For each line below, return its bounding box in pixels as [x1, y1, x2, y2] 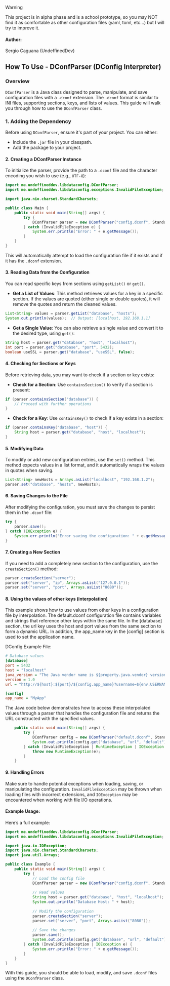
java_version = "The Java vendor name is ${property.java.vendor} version [5, 672, 166, 678]
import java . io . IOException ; [5, 843, 67, 848]
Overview [5, 77, 30, 85]
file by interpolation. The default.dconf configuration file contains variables [5, 612, 161, 618]
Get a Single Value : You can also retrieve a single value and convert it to [12, 325, 163, 331]
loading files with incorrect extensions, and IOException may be [5, 791, 138, 797]
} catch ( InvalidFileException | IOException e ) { [23, 942, 133, 947]
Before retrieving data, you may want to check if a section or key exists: [5, 372, 155, 378]
